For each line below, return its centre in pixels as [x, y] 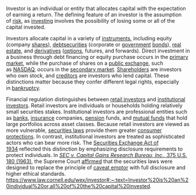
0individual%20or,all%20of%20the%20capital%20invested [78, 186]
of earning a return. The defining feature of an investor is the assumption [94, 15]
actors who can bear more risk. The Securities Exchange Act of [82, 143]
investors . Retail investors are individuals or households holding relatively [94, 105]
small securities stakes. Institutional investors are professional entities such [97, 112]
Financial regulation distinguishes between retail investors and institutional [96, 99]
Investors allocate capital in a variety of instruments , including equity [89, 38]
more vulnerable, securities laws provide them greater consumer [84, 130]
